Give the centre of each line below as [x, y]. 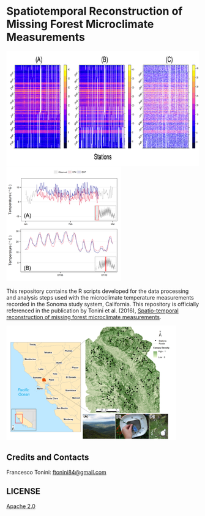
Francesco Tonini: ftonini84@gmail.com [57, 472]
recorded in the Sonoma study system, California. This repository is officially [103, 304]
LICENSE [24, 491]
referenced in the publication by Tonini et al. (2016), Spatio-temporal [92, 311]
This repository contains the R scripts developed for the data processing [98, 291]
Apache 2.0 [21, 506]
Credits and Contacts [48, 458]
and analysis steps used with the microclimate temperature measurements [100, 297]
